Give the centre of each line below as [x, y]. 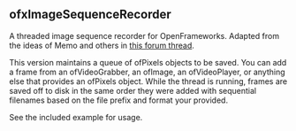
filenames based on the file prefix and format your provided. [118, 100]
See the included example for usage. [76, 117]
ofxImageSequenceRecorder [91, 15]
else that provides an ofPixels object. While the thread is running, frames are [148, 81]
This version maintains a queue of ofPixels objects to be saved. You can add [148, 62]
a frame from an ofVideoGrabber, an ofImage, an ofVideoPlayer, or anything [147, 72]
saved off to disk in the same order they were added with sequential [133, 90]
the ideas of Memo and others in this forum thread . [102, 45]
